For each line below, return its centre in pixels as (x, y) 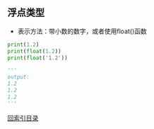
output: (19, 77)
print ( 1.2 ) (23, 45)
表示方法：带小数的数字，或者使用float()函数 (82, 31)
